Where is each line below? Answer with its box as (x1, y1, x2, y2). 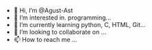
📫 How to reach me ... (13, 36, 77, 43)
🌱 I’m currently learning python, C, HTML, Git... (13, 21, 146, 28)
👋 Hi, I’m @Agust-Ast (13, 7, 73, 14)
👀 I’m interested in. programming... (13, 14, 112, 22)
